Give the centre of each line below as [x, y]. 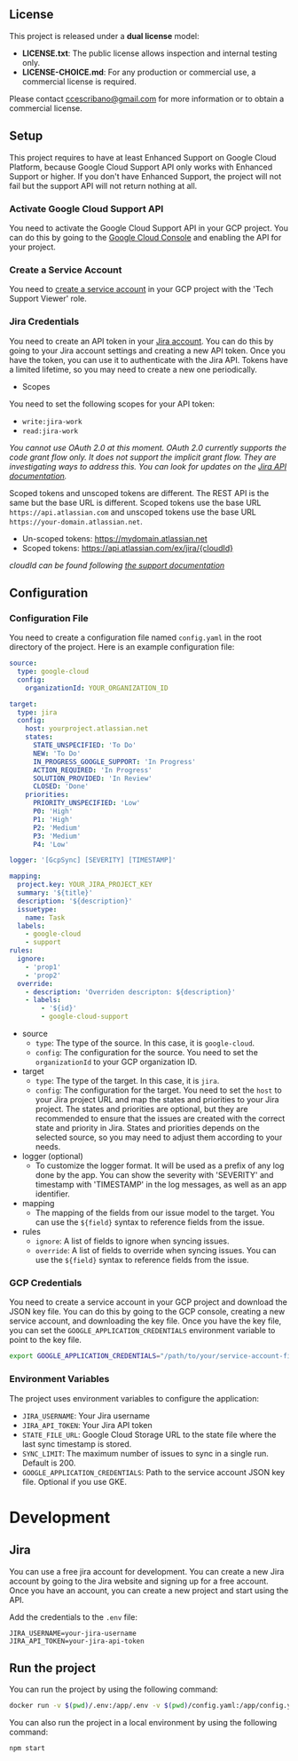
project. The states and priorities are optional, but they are [141, 1110]
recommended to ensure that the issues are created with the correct [160, 1118]
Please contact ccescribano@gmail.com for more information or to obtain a [147, 99]
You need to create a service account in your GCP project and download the [149, 1302]
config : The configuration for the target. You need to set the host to [158, 1090]
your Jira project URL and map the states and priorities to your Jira [157, 1100]
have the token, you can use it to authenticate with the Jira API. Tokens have [149, 359]
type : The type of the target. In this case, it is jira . [127, 1081]
